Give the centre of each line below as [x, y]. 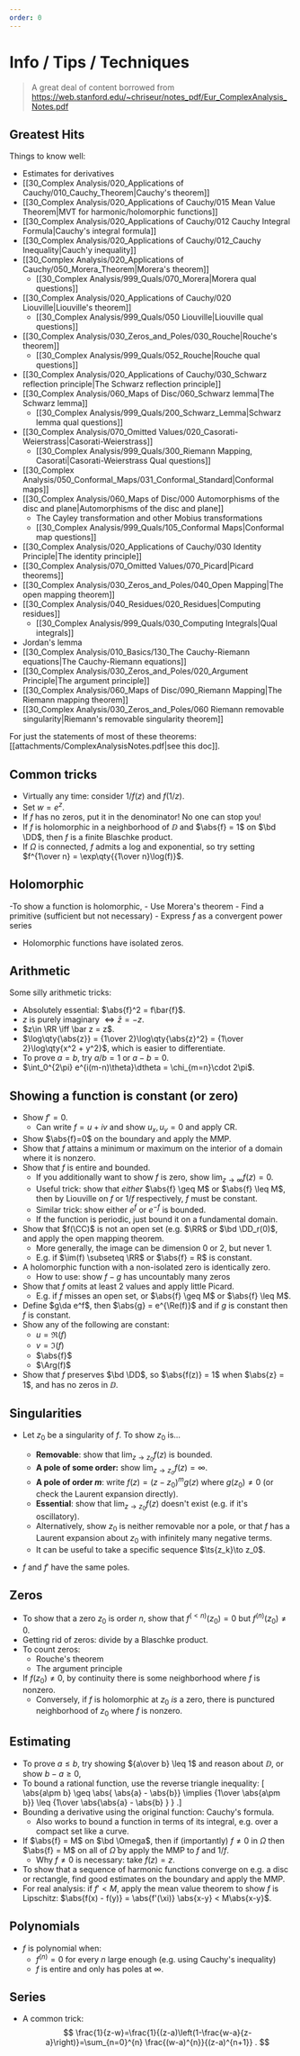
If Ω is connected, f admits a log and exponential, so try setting [139, 847]
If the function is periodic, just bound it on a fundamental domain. [157, 1219]
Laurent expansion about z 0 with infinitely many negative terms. [154, 1539]
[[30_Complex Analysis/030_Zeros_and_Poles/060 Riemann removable [153, 710]
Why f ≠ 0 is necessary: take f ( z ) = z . [105, 1860]
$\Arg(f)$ [53, 1364]
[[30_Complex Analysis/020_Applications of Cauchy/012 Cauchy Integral [156, 222]
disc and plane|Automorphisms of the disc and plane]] [123, 509]
